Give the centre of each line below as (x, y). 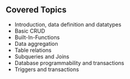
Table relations (33, 50)
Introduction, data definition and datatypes (68, 24)
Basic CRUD (30, 31)
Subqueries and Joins (42, 56)
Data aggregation (36, 43)
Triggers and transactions (47, 69)
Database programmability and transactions (69, 63)
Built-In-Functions (37, 37)
